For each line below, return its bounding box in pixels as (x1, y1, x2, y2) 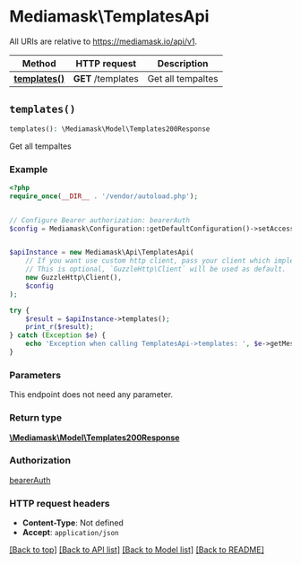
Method (21, 56, 56, 69)
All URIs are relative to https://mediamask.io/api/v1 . (9, 36, 198, 47)
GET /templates (73, 72, 139, 84)
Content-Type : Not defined (21, 517, 124, 528)
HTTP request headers (9, 497, 110, 509)
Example (9, 163, 48, 176)
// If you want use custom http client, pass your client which (25, 256, 271, 265)
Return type (9, 412, 63, 424)
